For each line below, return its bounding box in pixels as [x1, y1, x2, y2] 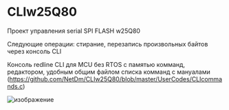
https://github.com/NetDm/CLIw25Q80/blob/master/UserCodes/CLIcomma [9, 74, 222, 83]
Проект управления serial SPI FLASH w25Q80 [7, 27, 141, 35]
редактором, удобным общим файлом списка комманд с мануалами [7, 68, 211, 76]
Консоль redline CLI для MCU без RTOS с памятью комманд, [7, 60, 186, 68]
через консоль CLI [7, 47, 62, 55]
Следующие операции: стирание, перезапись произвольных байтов [7, 40, 208, 48]
